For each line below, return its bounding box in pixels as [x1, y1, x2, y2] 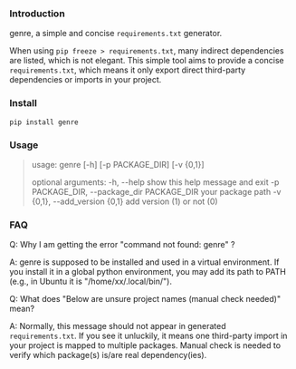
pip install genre [9, 117, 79, 127]
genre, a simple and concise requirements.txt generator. [9, 28, 223, 39]
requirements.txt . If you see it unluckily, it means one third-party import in [9, 330, 288, 342]
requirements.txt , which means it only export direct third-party [9, 64, 246, 75]
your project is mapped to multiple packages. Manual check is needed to [9, 340, 282, 351]
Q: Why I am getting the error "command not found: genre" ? [9, 239, 235, 250]
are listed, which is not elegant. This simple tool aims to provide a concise [9, 55, 284, 66]
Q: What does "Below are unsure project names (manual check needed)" [9, 294, 282, 305]
